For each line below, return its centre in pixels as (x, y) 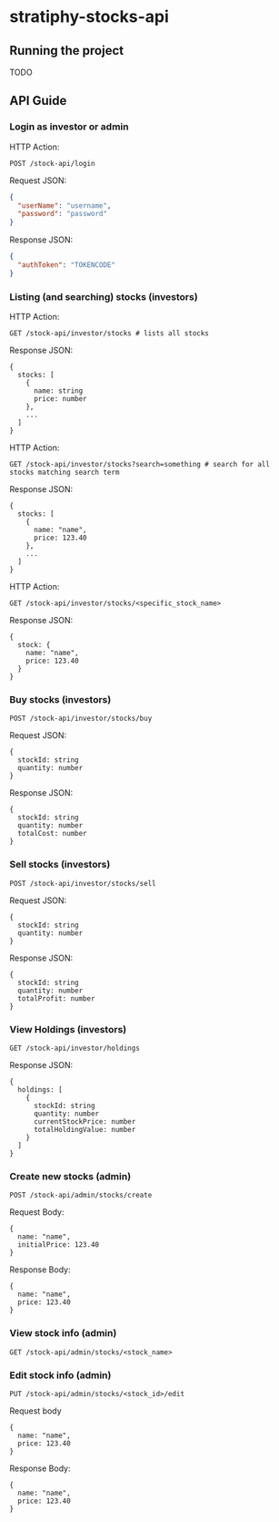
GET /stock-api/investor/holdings (75, 1048)
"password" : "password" (62, 214)
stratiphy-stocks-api (90, 17)
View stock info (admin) (63, 1333)
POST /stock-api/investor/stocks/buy (81, 719)
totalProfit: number (56, 998)
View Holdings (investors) (68, 1029)
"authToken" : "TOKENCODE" (67, 265)
